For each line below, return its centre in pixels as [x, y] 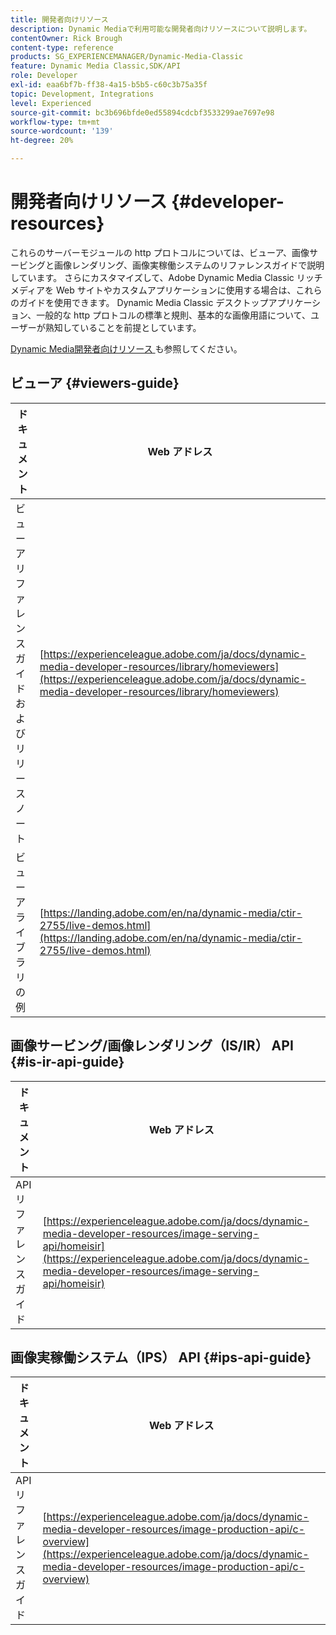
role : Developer [44, 76]
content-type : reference [62, 47]
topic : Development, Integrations [82, 94]
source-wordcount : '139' [62, 131]
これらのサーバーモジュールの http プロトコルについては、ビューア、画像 [160, 252]
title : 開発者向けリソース [59, 19]
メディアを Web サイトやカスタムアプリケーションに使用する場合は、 [153, 290]
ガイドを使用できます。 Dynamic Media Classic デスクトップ [143, 302]
